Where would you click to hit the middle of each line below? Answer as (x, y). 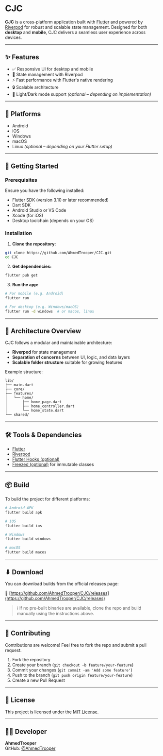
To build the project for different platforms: (48, 499)
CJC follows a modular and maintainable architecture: (59, 343)
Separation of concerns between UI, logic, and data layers (71, 357)
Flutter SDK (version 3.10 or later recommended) (60, 200)
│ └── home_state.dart (34, 411)
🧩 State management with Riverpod (48, 74)
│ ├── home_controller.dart (40, 406)
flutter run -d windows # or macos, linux (50, 311)
